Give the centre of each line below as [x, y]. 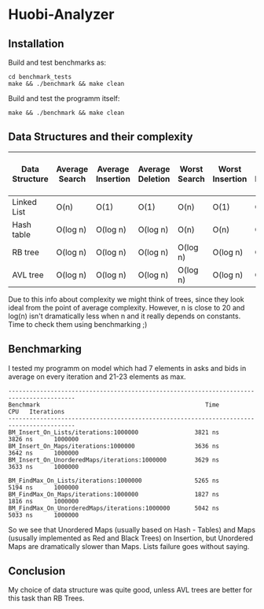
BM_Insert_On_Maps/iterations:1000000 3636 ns [114, 446]
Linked [24, 202]
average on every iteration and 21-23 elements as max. [97, 377]
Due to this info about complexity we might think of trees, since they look [126, 299]
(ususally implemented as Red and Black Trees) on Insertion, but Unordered [131, 538]
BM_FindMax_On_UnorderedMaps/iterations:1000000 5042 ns [114, 508]
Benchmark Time [114, 405]
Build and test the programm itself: [64, 98]
